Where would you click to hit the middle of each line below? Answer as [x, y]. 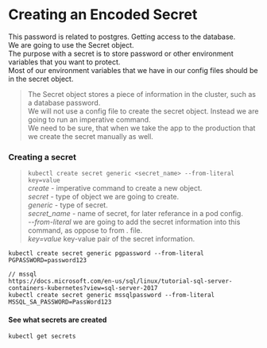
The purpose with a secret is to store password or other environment [121, 53]
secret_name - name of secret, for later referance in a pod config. [135, 214]
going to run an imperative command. [89, 119]
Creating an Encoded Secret [103, 15]
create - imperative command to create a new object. [115, 188]
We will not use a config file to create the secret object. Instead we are [143, 111]
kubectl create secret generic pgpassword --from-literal [106, 253]
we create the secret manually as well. [90, 136]
